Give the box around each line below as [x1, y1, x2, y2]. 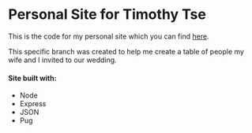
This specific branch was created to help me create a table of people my [8, 46, 245, 56]
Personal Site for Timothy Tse [8, 6, 207, 24]
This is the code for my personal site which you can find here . [8, 31, 209, 41]
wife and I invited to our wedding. [8, 55, 117, 65]
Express [19, 99, 47, 109]
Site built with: [8, 73, 57, 83]
